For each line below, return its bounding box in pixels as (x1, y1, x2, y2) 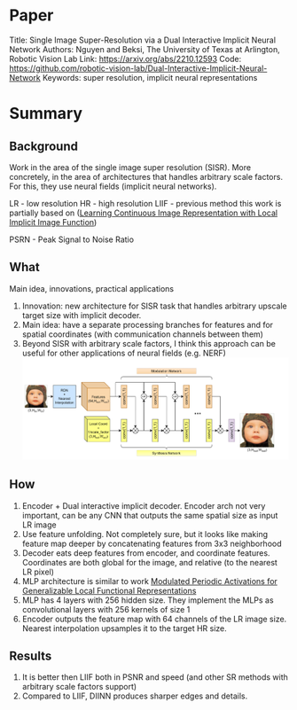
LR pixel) (21, 566, 55, 577)
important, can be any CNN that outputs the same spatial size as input (21, 510, 278, 520)
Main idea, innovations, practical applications (9, 283, 175, 293)
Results (9, 648, 52, 663)
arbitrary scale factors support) (21, 682, 137, 692)
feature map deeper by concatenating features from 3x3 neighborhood (21, 538, 282, 549)
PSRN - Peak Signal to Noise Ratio (9, 234, 135, 245)
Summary (9, 104, 82, 124)
